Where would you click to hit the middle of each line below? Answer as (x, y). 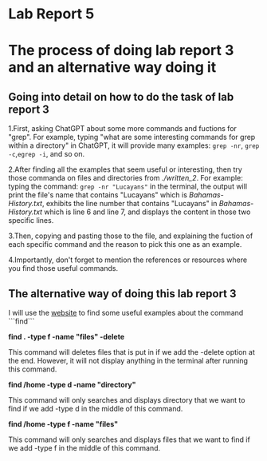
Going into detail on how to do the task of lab (121, 97)
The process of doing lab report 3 (121, 51)
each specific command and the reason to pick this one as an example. (125, 244)
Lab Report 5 (51, 14)
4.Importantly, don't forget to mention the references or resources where (128, 260)
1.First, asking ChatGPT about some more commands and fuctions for (123, 129)
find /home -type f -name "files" (63, 424)
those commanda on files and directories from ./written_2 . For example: (126, 178)
